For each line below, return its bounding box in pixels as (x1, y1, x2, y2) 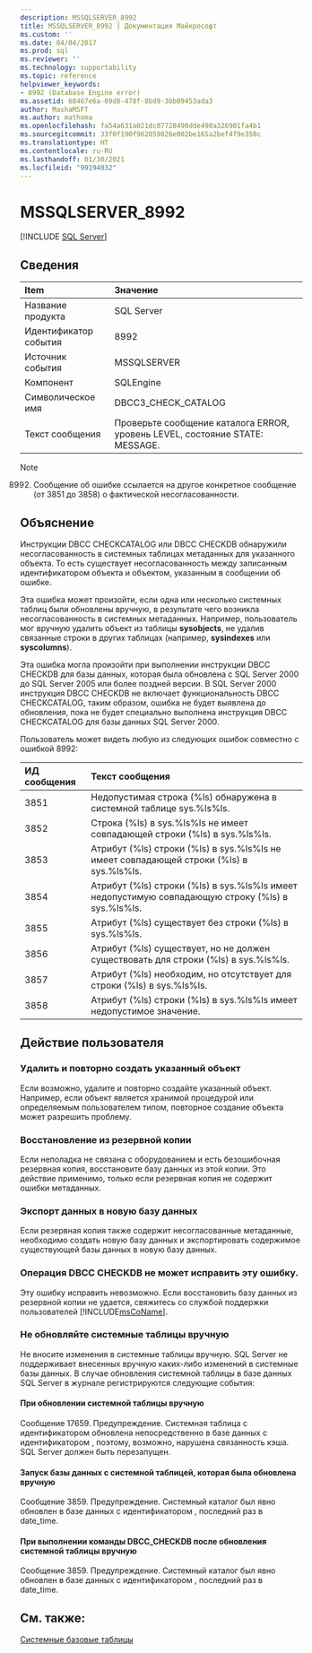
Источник (24, 351, 67, 363)
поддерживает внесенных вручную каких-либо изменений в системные (20, 1358, 299, 1369)
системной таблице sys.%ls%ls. (91, 801, 230, 814)
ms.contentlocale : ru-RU (20, 146, 113, 155)
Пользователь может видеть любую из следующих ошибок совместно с (20, 733, 299, 744)
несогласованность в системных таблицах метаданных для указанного (20, 548, 296, 558)
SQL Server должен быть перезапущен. (20, 1447, 171, 1458)
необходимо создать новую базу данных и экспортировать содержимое (20, 1234, 300, 1246)
